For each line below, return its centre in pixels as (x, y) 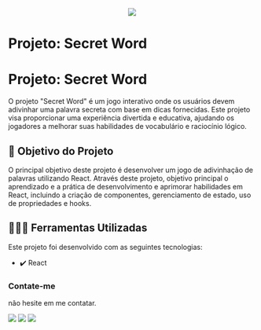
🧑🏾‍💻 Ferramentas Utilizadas (78, 228)
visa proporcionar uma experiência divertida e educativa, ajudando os (121, 118)
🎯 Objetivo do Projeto (61, 151)
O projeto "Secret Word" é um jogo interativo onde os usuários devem (121, 101)
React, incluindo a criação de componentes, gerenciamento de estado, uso (130, 195)
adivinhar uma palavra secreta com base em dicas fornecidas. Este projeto (129, 110)
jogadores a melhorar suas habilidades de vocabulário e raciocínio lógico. (128, 126)
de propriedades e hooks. (50, 203)
